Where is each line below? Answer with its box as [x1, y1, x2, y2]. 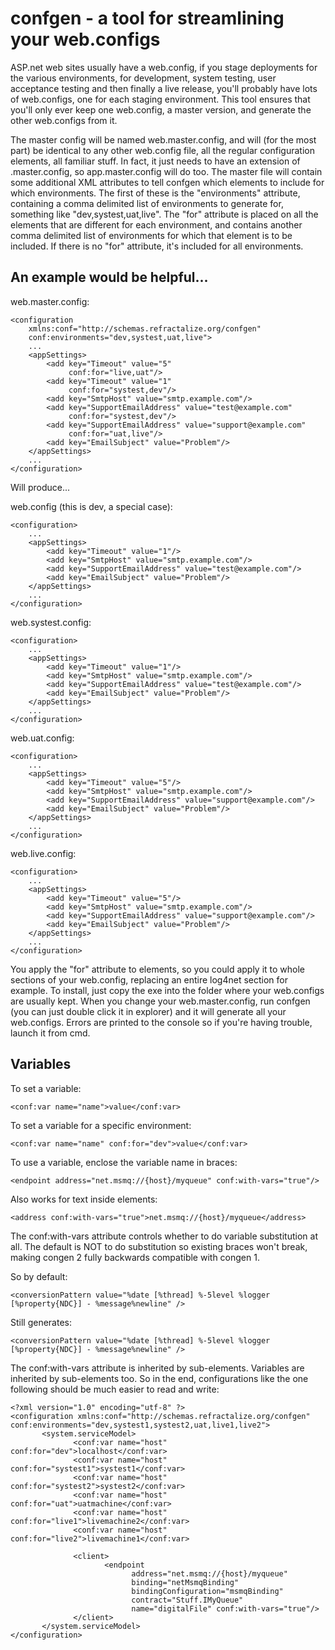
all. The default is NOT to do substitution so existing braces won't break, [10, 1240, 308, 1252]
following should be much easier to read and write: [10, 1383, 220, 1395]
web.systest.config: [10, 616, 92, 628]
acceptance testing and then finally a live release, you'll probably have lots [10, 82, 318, 94]
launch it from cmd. [10, 1027, 91, 1039]
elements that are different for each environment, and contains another [10, 218, 303, 231]
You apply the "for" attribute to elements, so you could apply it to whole [10, 963, 306, 975]
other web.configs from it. [10, 114, 118, 126]
